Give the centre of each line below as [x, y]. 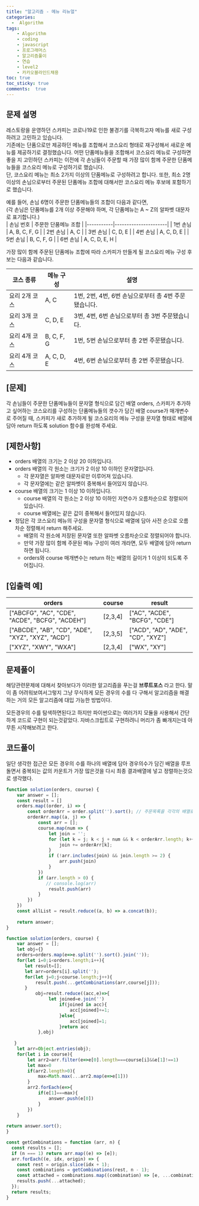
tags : [13, 28]
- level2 [28, 67]
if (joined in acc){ [83, 1005]
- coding [28, 39]
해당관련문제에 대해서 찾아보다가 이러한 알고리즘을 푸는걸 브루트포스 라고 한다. [96, 685]
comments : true [26, 89]
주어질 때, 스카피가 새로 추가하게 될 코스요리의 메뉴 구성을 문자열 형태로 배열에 [102, 418]
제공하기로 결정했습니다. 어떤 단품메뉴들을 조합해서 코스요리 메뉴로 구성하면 [104, 152]
